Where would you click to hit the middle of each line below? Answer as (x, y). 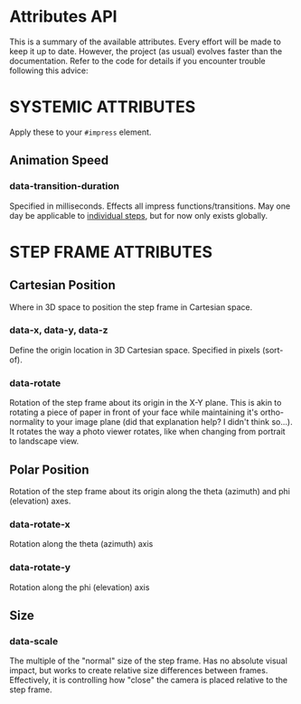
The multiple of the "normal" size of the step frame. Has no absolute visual (148, 661)
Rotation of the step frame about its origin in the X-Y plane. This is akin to (146, 403)
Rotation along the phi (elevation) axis (80, 587)
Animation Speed (59, 160)
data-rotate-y (40, 568)
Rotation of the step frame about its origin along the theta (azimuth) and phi (150, 491)
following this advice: (49, 70)
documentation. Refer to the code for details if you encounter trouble (138, 61)
